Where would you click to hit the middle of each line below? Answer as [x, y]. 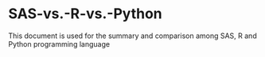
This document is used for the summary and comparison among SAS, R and [132, 36]
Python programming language [59, 44]
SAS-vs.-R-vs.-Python [85, 14]
